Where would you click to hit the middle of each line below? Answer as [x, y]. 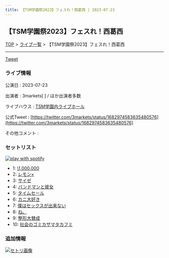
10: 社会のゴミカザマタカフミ [43, 224]
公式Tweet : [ [19, 117]
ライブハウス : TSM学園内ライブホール [45, 106]
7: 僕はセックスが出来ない [39, 206]
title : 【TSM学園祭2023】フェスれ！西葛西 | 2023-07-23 [60, 10]
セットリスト [21, 147]
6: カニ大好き [26, 199]
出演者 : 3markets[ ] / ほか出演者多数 [43, 95]
